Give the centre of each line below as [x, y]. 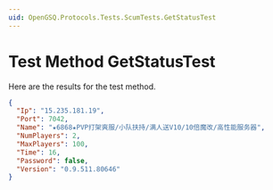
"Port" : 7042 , [42, 120]
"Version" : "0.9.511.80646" [69, 169]
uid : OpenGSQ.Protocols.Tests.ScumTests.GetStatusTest [112, 17]
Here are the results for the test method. [83, 87]
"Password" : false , [53, 161]
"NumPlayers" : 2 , [49, 136]
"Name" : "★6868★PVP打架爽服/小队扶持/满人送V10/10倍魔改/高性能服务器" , [141, 128]
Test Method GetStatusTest [112, 61]
